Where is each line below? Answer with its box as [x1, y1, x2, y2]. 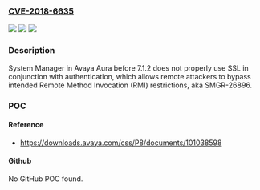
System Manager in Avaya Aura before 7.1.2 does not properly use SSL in [8, 63, 249, 73]
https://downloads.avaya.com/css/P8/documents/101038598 [19, 138, 222, 148]
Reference [8, 120, 44, 130]
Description [8, 45, 55, 56]
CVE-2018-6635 [8, 6, 75, 17]
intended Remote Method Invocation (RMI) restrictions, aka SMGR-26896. [8, 80, 253, 90]
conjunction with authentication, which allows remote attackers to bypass [8, 71, 251, 81]
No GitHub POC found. [8, 174, 83, 184]
